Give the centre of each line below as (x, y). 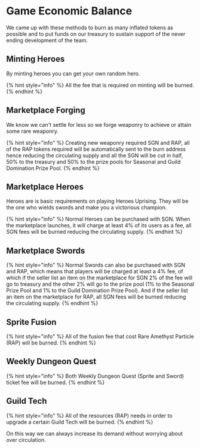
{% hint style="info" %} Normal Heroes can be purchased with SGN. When (98, 219)
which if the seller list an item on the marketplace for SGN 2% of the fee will (99, 278)
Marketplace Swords (46, 250)
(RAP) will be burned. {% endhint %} (51, 343)
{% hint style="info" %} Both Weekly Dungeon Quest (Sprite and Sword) (95, 376)
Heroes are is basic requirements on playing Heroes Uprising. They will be (98, 201)
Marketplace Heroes (45, 187)
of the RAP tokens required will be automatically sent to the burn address (96, 149)
